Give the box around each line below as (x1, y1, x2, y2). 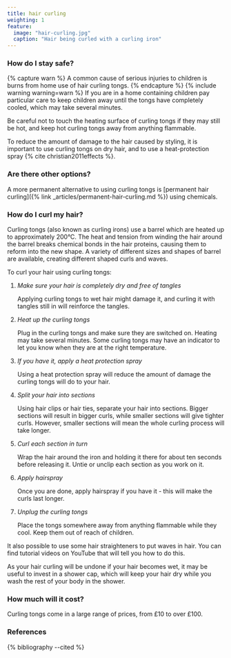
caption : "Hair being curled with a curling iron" (13, 36, 162, 43)
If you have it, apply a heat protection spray (17, 357, 143, 366)
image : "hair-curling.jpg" (13, 29, 91, 37)
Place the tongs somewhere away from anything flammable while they (17, 521, 217, 530)
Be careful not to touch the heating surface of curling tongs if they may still (7, 117, 221, 125)
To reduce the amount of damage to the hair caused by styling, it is (7, 137, 198, 146)
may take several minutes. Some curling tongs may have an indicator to (17, 336, 221, 345)
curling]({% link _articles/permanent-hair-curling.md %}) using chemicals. (7, 192, 218, 201)
